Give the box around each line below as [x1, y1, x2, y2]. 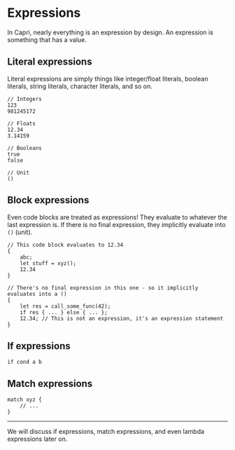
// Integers [7, 95, 42, 102]
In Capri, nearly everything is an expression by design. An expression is [7, 28, 213, 36]
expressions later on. [7, 435, 68, 443]
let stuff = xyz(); [20, 259, 77, 267]
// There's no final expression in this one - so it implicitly [7, 284, 199, 292]
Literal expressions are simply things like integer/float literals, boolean [7, 74, 208, 83]
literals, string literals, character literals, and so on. [7, 82, 152, 90]
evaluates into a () [7, 290, 68, 297]
